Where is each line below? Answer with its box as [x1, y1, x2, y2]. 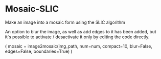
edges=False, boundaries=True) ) [5, 48, 72, 54]
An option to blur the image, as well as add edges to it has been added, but [5, 29, 157, 34]
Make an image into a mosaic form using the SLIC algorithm [5, 19, 126, 25]
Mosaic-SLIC [5, 3, 59, 15]
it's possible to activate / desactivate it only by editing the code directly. [5, 34, 150, 40]
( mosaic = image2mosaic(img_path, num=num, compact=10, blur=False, [5, 43, 153, 49]
